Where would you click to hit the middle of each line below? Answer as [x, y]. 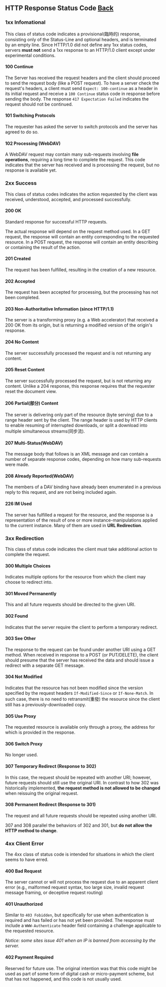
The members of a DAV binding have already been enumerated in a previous [83, 487]
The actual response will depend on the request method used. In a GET [78, 231]
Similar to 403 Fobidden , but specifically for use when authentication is [77, 915]
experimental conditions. [30, 55]
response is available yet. [31, 170]
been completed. [23, 298]
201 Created [18, 259]
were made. [17, 464]
